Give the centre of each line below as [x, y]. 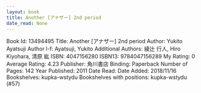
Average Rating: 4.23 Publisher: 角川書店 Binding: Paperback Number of [97, 64]
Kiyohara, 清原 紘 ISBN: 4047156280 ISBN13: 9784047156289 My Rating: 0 [101, 57]
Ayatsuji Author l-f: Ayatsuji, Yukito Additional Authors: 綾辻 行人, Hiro [93, 49]
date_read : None [27, 23]
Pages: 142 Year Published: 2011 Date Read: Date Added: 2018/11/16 [92, 71]
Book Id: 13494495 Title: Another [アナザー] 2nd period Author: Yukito [95, 41]
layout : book [23, 12]
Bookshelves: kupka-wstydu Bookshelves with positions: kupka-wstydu [97, 77]
